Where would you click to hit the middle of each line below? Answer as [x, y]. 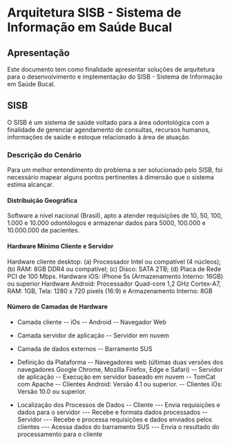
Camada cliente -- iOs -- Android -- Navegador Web [92, 322]
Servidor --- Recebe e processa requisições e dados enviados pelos [115, 419]
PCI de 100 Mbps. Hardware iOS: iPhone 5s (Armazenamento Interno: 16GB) [115, 276]
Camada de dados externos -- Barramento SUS [85, 348]
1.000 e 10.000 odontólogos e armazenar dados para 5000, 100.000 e [106, 223]
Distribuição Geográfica [42, 200]
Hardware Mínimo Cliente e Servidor [60, 246]
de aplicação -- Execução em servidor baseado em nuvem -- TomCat [116, 377]
